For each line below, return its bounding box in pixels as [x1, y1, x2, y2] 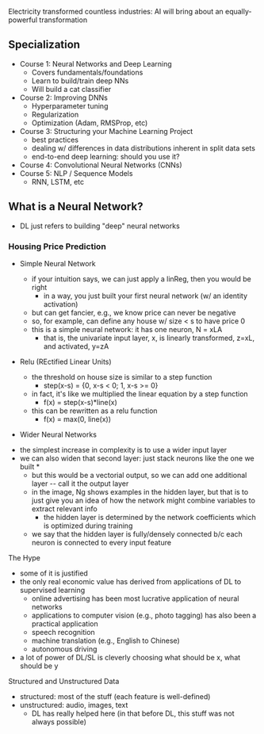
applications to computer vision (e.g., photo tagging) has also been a [31, 610, 257, 620]
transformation [39, 15, 88, 25]
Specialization [8, 38, 81, 52]
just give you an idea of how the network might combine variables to [31, 495, 256, 505]
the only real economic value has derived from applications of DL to [19, 576, 242, 586]
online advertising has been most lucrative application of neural [31, 594, 239, 603]
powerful [8, 15, 38, 25]
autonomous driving [31, 644, 98, 653]
